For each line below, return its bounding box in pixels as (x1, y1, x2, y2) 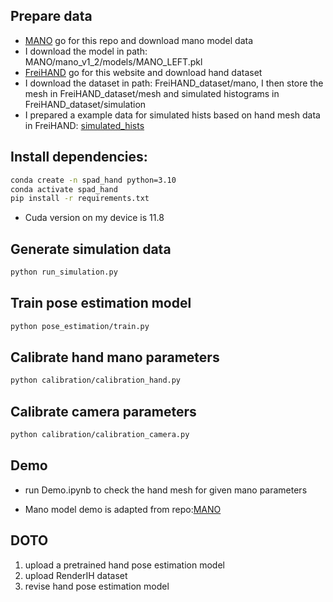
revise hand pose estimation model (24, 580, 170, 592)
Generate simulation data (10, 240, 172, 258)
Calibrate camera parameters (10, 403, 197, 420)
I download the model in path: (24, 45, 148, 57)
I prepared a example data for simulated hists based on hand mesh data (24, 109, 321, 121)
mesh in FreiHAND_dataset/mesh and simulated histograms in (24, 87, 280, 99)
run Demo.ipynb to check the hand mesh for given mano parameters (24, 484, 308, 496)
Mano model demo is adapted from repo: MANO (24, 503, 222, 515)
